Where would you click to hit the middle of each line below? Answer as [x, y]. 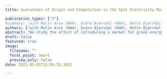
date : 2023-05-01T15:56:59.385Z [39, 65]
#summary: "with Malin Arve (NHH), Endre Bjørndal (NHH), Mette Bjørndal [83, 23]
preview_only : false [31, 60]
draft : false [19, 37]
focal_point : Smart [30, 55]
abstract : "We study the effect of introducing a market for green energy [84, 33]
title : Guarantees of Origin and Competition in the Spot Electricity [80, 10]
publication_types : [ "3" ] [32, 19]
